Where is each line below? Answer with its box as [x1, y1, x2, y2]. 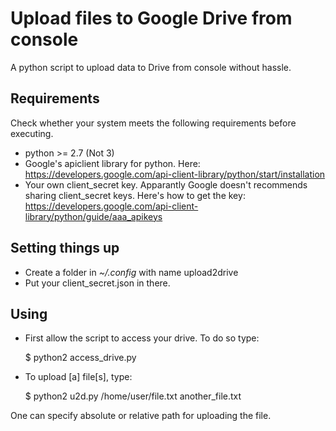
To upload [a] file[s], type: [24, 371, 133, 383]
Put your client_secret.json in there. [24, 277, 171, 289]
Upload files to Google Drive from [10, 7, 293, 30]
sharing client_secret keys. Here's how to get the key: [24, 189, 246, 201]
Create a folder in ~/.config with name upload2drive [24, 266, 239, 278]
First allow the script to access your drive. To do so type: [24, 332, 260, 344]
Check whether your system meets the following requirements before [10, 117, 297, 129]
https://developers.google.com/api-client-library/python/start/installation [24, 168, 326, 180]
